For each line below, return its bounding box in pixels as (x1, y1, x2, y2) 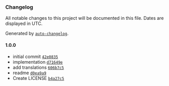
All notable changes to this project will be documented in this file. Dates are (5, 15, 164, 21)
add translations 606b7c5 (12, 64, 64, 70)
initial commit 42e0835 (12, 53, 58, 60)
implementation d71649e (12, 59, 63, 65)
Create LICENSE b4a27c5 (12, 75, 65, 81)
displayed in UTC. (5, 20, 43, 26)
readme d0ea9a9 (12, 70, 47, 76)
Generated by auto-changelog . (5, 31, 69, 37)
